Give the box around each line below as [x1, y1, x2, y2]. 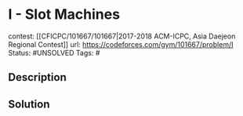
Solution [8, 97, 50, 111]
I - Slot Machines [8, 5, 120, 24]
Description [8, 71, 67, 84]
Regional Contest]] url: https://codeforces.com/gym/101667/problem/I [8, 39, 234, 49]
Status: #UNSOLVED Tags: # [8, 48, 100, 57]
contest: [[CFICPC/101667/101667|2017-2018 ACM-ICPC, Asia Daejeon [8, 31, 236, 41]
